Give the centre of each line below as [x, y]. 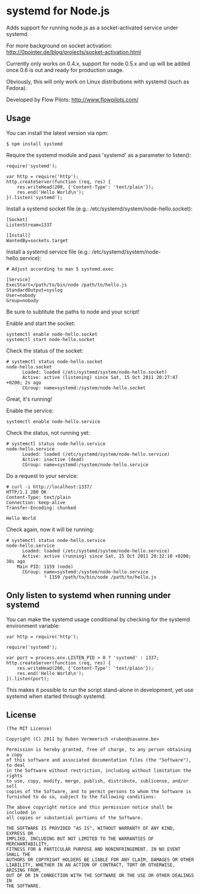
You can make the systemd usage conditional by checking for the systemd [98, 619]
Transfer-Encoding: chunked [41, 508]
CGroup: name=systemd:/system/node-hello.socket [84, 388]
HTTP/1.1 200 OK [26, 492]
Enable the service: [30, 410]
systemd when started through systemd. [56, 696]
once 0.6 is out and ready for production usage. [65, 70]
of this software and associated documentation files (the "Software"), [99, 760]
